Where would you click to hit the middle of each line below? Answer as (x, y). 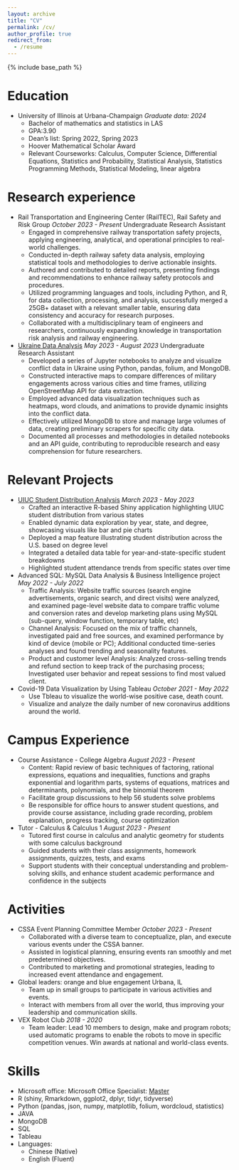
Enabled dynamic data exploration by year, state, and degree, (118, 522)
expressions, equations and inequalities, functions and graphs (119, 775)
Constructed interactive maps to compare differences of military (122, 376)
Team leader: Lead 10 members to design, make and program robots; (129, 1027)
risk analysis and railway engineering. (83, 338)
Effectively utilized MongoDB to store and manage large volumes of (127, 421)
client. (37, 681)
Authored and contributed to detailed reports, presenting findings (124, 270)
